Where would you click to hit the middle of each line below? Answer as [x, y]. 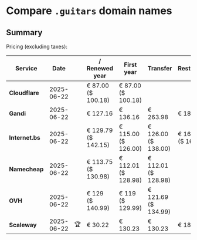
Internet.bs [25, 138]
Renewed [100, 68]
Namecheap [26, 169]
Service [26, 68]
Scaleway [23, 225]
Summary [24, 33]
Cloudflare [24, 93]
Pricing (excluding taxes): [37, 46]
